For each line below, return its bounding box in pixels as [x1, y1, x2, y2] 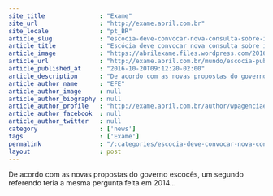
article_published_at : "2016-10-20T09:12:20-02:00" [8, 65, 206, 73]
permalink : [8, 139, 104, 148]
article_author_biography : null [8, 95, 122, 103]
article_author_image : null [8, 87, 122, 96]
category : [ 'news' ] [8, 125, 136, 133]
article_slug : [8, 34, 104, 43]
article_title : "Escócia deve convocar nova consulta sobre [8, 42, 260, 50]
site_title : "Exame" [8, 11, 132, 20]
